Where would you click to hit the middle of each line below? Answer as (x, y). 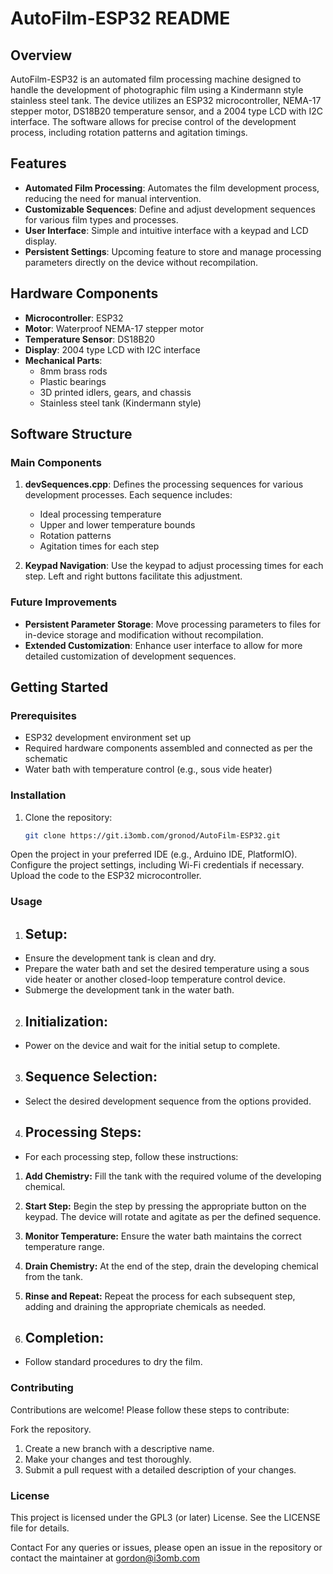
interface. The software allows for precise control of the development (153, 121)
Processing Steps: (83, 1132)
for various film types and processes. (101, 219)
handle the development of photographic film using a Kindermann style (157, 90)
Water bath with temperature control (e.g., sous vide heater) (148, 769)
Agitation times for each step (99, 546)
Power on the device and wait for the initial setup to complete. (152, 1046)
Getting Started (59, 687)
